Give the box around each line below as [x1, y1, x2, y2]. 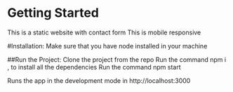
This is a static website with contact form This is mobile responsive [7, 28, 201, 37]
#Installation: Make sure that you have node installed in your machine [7, 41, 208, 50]
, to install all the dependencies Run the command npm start [7, 63, 181, 71]
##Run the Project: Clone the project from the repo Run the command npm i [7, 55, 227, 64]
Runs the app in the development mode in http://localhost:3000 [7, 76, 191, 85]
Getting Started [7, 5, 100, 21]
